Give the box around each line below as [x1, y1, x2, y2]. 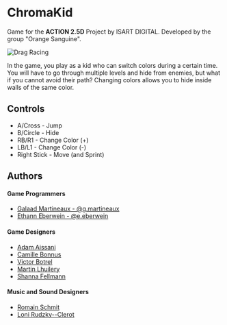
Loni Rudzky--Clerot [16, 310, 75, 318]
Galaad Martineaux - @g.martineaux [16, 204, 120, 213]
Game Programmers [7, 189, 66, 197]
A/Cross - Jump [16, 121, 63, 130]
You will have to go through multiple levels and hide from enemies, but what [7, 69, 221, 77]
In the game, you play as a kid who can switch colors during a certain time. [7, 61, 218, 69]
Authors [7, 170, 43, 182]
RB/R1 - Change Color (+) [16, 136, 89, 144]
